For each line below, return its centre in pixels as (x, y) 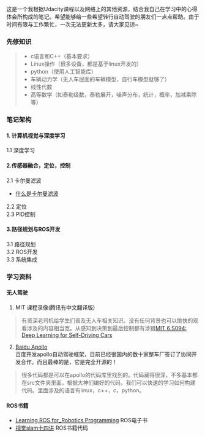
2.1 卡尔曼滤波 (24, 180)
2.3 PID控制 (21, 214)
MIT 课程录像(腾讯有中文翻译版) (55, 307)
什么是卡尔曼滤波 (37, 193)
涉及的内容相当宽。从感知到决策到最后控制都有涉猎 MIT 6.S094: (106, 328)
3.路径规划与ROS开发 (33, 230)
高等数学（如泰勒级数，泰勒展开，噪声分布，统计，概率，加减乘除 (114, 95)
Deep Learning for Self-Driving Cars (67, 335)
